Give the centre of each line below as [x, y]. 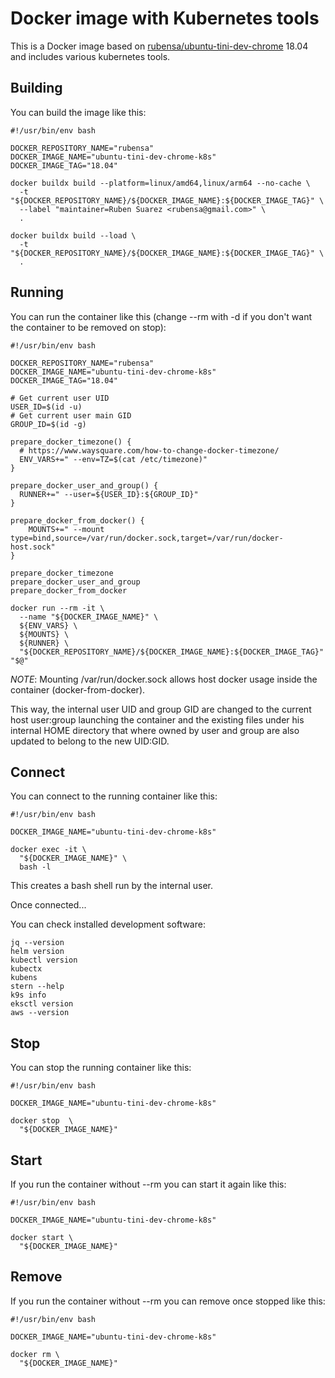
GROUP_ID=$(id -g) [48, 424]
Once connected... [48, 905]
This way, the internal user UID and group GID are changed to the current [161, 709]
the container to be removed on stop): [88, 327]
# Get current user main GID [71, 415]
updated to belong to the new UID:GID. [90, 741]
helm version [37, 952]
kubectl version [44, 960]
